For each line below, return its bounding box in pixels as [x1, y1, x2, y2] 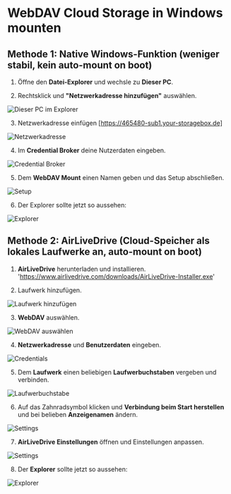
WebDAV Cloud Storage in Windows [7, 5, 223, 21]
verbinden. [17, 375, 49, 384]
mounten [7, 20, 61, 36]
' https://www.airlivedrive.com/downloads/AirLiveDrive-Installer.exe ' [17, 272, 215, 280]
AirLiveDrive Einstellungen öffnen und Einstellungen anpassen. [17, 438, 204, 446]
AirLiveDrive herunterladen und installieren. [17, 265, 146, 273]
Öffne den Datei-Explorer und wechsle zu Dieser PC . [17, 78, 174, 86]
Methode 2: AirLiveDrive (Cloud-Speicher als [7, 235, 210, 247]
